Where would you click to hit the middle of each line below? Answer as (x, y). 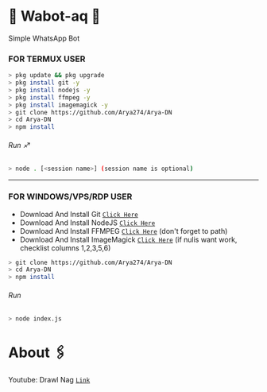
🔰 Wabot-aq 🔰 (54, 16)
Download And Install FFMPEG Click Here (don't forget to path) (124, 231)
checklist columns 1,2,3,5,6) (65, 248)
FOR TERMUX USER (47, 59)
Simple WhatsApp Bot (44, 38)
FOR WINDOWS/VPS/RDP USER (70, 196)
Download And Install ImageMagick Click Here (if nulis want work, (128, 239)
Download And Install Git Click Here (79, 214)
